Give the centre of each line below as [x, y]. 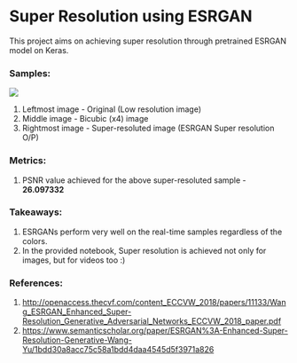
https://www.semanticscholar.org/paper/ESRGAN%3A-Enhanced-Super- [155, 331]
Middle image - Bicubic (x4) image [85, 119]
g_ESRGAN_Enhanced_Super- [77, 312]
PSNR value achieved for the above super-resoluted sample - [134, 180]
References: [36, 283]
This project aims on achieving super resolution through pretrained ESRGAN [148, 41]
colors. [35, 241]
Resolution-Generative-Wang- [77, 340]
